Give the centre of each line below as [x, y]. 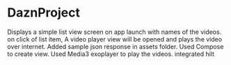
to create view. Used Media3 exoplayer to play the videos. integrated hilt [111, 54]
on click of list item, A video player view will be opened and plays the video [115, 39]
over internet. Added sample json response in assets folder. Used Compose [115, 46]
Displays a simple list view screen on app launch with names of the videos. [114, 32]
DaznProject [43, 13]
